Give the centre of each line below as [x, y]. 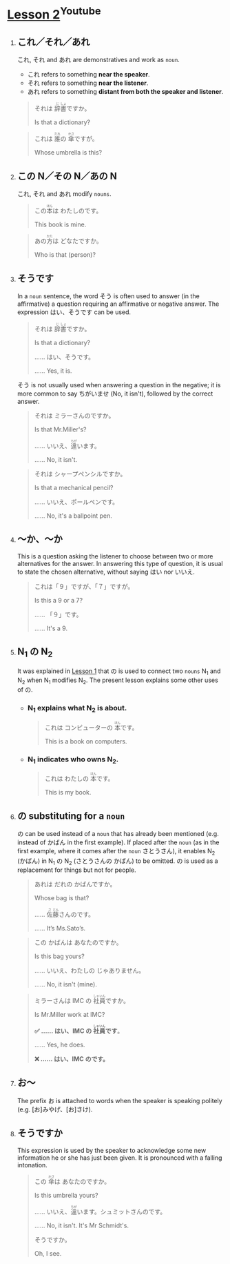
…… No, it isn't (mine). [66, 984]
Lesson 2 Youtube [54, 13]
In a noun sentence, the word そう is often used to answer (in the [108, 296]
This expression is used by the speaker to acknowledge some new [112, 1150]
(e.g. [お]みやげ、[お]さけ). [55, 1109]
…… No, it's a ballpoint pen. [73, 516]
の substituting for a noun [71, 816]
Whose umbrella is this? [68, 153]
